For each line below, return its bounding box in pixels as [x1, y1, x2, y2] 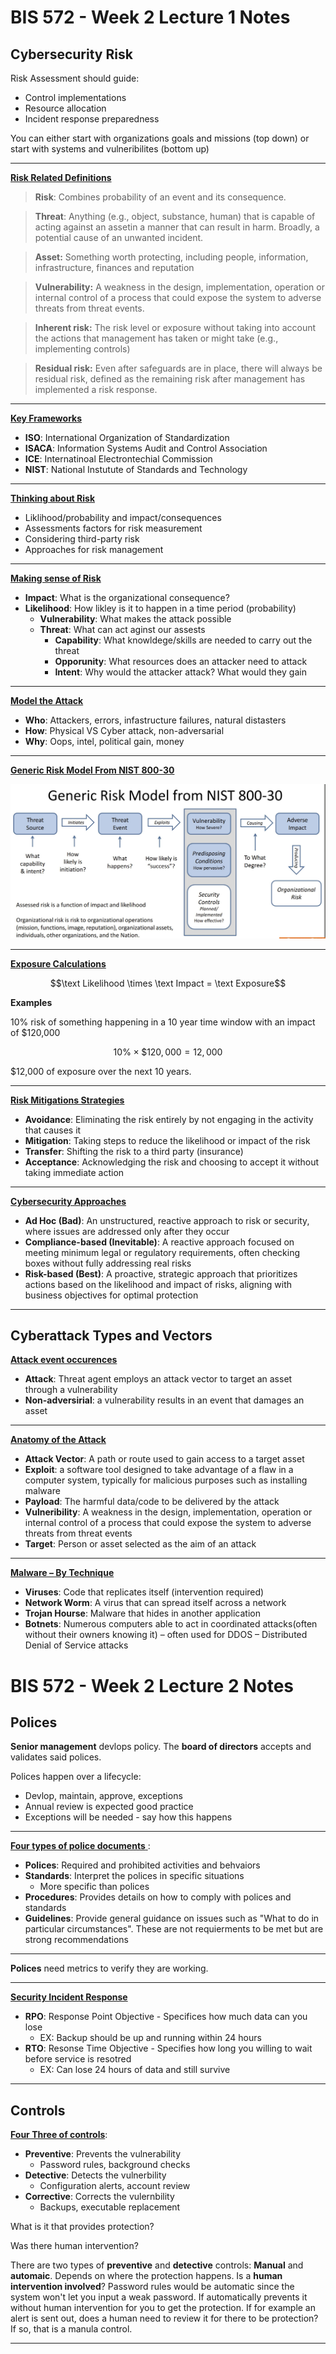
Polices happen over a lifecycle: [10, 1771, 142, 1783]
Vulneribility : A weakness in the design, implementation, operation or [24, 1506, 313, 1518]
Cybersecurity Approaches [10, 1195, 127, 1207]
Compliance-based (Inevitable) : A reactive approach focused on [24, 1236, 295, 1248]
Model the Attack [10, 695, 84, 706]
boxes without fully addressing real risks [24, 1257, 192, 1269]
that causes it [24, 1124, 82, 1136]
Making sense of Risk [10, 572, 102, 584]
